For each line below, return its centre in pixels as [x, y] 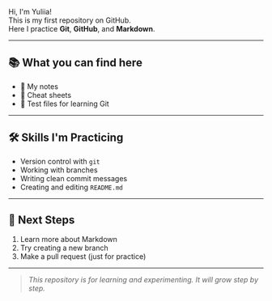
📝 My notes [39, 86]
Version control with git [60, 161]
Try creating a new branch [64, 248]
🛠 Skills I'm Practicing [66, 138]
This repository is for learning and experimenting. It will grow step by [143, 280]
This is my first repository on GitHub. [70, 20]
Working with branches [59, 170]
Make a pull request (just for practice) [83, 256]
